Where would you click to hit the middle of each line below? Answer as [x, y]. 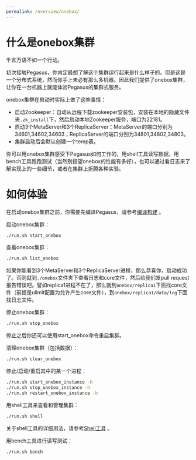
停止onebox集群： [28, 313]
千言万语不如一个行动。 [34, 60]
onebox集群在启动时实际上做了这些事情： [56, 99]
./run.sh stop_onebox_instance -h [48, 387]
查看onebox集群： [28, 247]
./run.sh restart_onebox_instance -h [52, 393]
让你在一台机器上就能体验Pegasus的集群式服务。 [65, 87]
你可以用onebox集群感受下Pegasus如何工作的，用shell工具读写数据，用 [93, 154]
